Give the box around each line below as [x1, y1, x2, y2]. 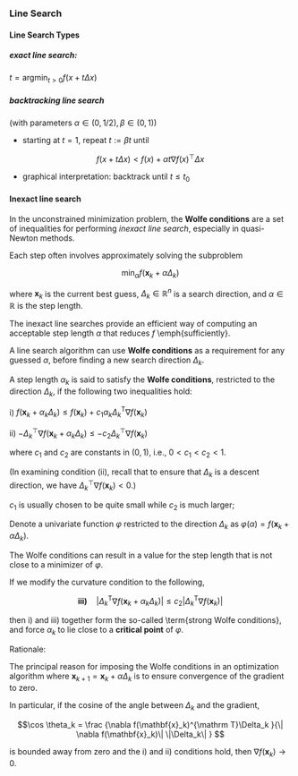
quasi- [241, 223, 266, 234]
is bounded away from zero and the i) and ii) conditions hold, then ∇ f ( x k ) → [9, 746, 286, 759]
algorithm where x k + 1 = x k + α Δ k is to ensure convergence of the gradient [9, 670, 285, 683]
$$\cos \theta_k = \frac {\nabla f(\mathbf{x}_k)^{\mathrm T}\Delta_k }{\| [17, 719, 284, 729]
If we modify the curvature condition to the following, [9, 576, 205, 587]
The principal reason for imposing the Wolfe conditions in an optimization [9, 661, 279, 672]
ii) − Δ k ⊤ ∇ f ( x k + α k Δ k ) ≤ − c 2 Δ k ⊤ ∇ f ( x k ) [9, 426, 148, 440]
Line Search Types [9, 30, 81, 40]
